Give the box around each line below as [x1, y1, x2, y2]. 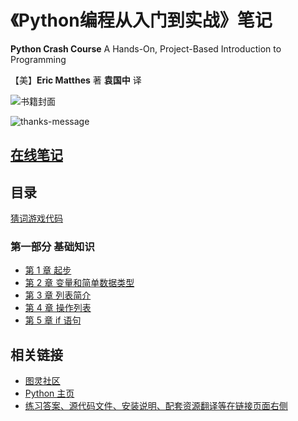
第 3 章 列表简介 [24, 289, 92, 301]
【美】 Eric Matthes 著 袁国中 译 [10, 74, 142, 86]
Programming [10, 53, 67, 65]
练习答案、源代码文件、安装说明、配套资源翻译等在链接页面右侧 [24, 400, 288, 412]
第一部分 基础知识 [10, 240, 95, 254]
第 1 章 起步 [24, 264, 72, 276]
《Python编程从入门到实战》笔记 [10, 9, 273, 32]
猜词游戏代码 [10, 212, 63, 225]
